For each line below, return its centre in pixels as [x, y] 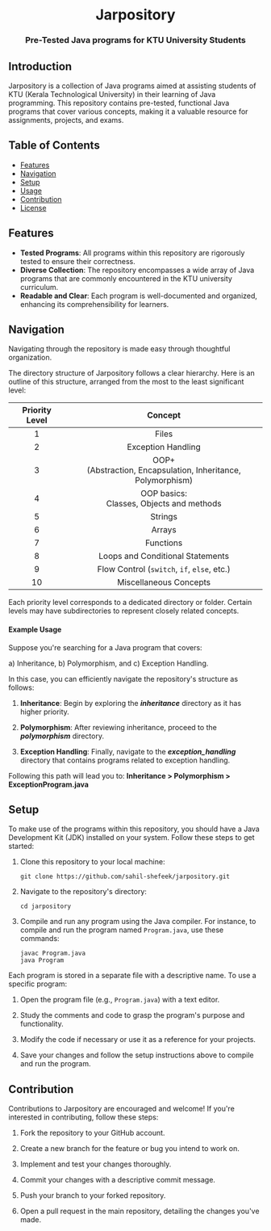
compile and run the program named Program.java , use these [122, 930]
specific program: [38, 984]
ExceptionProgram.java [48, 784]
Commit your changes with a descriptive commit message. [118, 1180]
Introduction [40, 66]
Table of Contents [54, 146]
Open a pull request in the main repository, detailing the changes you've [140, 1211]
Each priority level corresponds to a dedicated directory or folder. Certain [130, 603]
